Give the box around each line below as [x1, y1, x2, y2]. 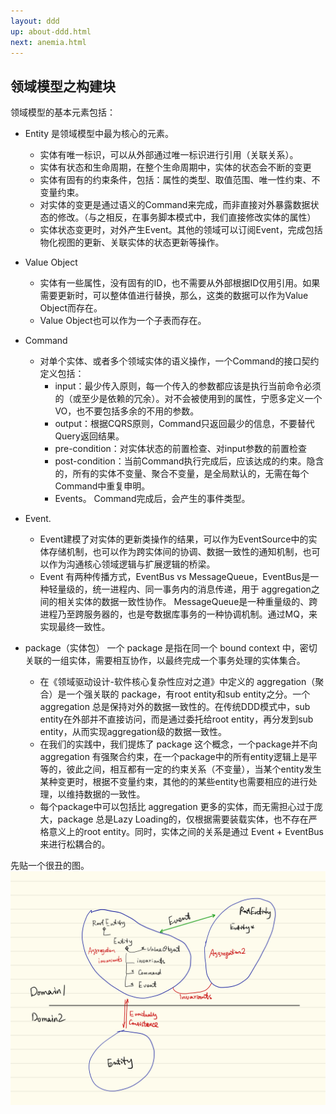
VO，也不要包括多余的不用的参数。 [54, 405, 200, 417]
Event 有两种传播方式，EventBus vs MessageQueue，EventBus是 [39, 571, 311, 583]
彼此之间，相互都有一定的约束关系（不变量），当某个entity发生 [66, 763, 322, 775]
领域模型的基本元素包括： [10, 106, 116, 119]
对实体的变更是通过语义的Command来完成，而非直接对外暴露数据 [39, 199, 311, 211]
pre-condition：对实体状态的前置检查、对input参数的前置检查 [54, 443, 307, 455]
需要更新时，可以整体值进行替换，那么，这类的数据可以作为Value [39, 290, 309, 302]
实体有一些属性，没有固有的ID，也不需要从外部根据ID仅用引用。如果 [39, 277, 321, 289]
